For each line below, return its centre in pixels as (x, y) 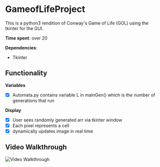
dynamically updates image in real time (53, 131)
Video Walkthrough (36, 147)
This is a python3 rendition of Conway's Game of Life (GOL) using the (77, 23)
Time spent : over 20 (26, 38)
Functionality (26, 73)
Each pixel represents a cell (41, 125)
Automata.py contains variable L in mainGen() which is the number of (84, 95)
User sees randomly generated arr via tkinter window (67, 120)
